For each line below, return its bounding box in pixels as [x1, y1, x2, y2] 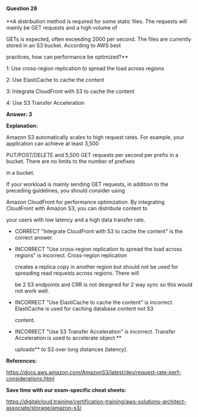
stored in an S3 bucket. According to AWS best [6, 42, 122, 49]
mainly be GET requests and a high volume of [6, 24, 117, 31]
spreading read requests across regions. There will [14, 270, 139, 277]
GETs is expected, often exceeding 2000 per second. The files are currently [6, 36, 191, 43]
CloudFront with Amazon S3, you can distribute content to [6, 205, 148, 212]
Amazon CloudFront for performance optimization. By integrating [6, 198, 165, 206]
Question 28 [6, 5, 37, 12]
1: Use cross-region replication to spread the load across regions [6, 65, 165, 72]
